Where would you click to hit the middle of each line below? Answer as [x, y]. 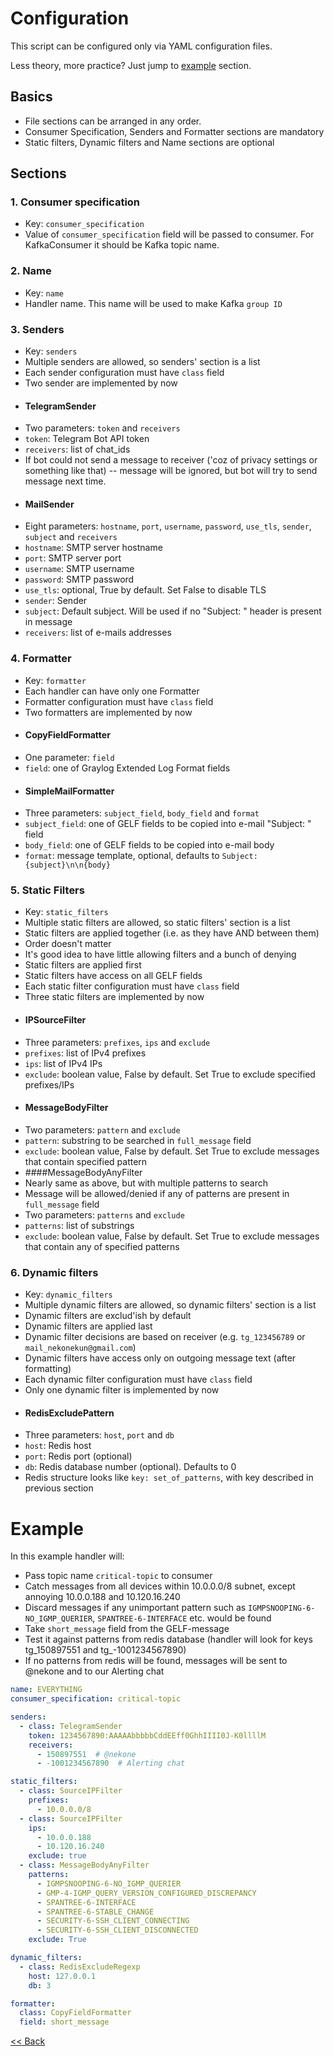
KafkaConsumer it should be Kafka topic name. [122, 245]
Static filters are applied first [83, 965]
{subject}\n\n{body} [67, 865]
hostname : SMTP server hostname [93, 548]
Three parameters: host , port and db [99, 1435]
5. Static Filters [47, 890]
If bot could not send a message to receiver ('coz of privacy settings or [171, 460]
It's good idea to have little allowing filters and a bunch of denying [160, 954]
